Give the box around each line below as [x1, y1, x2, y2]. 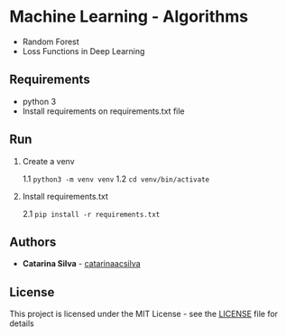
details [9, 318, 34, 329]
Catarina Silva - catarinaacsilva [22, 258, 142, 269]
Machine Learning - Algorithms [9, 6, 249, 27]
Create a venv [22, 155, 75, 166]
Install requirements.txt [22, 191, 108, 201]
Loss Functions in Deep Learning [22, 45, 145, 56]
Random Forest [22, 36, 79, 47]
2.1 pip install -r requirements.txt [22, 208, 161, 219]
